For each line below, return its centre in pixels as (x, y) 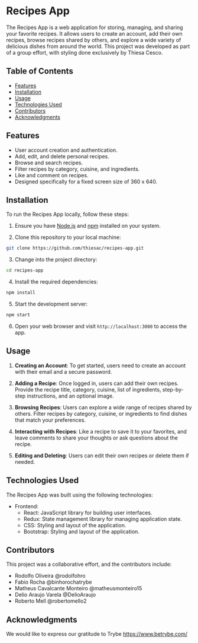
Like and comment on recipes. (51, 175)
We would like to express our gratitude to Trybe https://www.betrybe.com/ (97, 634)
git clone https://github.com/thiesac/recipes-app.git (75, 248)
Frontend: (26, 506)
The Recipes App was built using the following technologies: (80, 495)
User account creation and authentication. (66, 150)
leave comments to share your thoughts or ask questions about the (96, 438)
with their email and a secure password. (63, 371)
